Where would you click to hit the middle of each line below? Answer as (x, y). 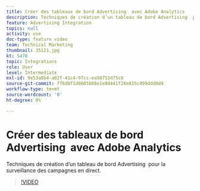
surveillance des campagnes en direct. (54, 170)
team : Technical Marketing (40, 45)
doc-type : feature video (37, 39)
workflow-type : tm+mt (33, 89)
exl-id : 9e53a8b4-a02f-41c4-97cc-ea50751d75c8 (65, 78)
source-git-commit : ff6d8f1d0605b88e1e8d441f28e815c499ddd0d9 (85, 84)
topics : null (22, 28)
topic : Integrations (32, 61)
